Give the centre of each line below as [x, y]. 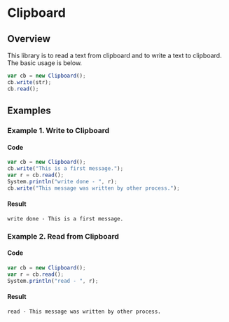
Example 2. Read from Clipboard [63, 236]
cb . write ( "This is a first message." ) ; [65, 169]
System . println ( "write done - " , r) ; [62, 181]
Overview [29, 39]
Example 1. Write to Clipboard [58, 130]
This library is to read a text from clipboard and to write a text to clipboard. [114, 55]
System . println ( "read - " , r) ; [53, 281]
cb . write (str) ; [29, 82]
